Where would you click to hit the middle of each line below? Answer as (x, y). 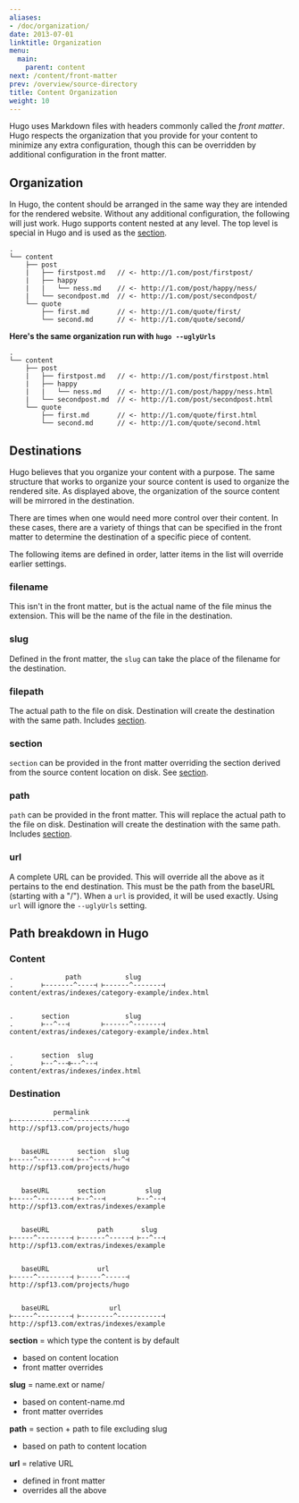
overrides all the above (64, 1490)
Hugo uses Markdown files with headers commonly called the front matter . (147, 126)
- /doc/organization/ (50, 26)
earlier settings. (38, 564)
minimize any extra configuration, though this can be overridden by (133, 145)
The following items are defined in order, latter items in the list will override (146, 554)
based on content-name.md (73, 1402)
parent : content (56, 68)
